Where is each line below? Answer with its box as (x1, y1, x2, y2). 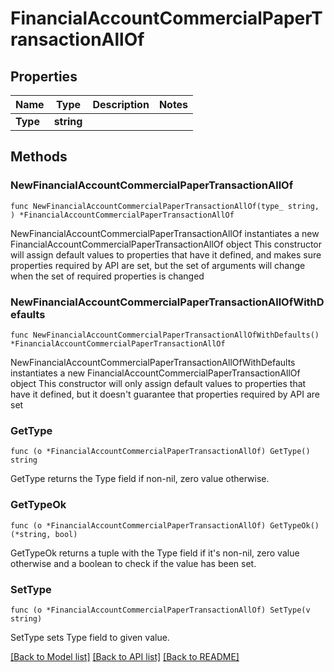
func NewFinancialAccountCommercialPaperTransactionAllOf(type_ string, (10, 201, 320, 211)
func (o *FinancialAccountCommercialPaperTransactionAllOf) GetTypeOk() (10, 520, 320, 531)
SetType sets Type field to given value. (10, 631, 170, 643)
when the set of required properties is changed (10, 270, 205, 282)
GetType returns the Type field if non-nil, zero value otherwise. (10, 473, 270, 485)
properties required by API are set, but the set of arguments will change (10, 259, 306, 271)
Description (92, 98, 150, 111)
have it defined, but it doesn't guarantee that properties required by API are (10, 388, 320, 400)
